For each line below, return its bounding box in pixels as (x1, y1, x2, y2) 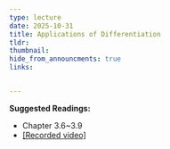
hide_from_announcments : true (9, 54, 122, 63)
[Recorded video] (21, 129, 86, 140)
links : (9, 63, 34, 72)
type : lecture (9, 12, 62, 22)
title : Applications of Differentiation (9, 29, 162, 38)
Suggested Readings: (9, 103, 91, 113)
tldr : (9, 37, 29, 47)
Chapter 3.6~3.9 (21, 120, 83, 130)
